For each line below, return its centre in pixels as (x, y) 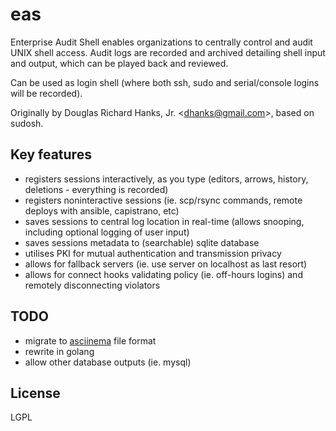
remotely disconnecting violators (92, 285)
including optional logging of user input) (107, 232)
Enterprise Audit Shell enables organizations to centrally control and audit (161, 42)
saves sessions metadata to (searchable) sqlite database (142, 242)
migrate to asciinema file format (90, 340)
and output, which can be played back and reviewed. (119, 63)
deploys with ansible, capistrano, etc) (102, 210)
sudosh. (27, 123)
